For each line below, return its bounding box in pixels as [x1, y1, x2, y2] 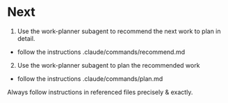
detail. [17, 34, 35, 42]
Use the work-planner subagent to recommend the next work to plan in [17, 27, 221, 35]
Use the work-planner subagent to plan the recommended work [17, 61, 200, 69]
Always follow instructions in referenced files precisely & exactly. [7, 88, 193, 96]
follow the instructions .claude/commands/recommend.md [17, 48, 186, 56]
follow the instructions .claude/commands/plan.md [17, 74, 163, 83]
